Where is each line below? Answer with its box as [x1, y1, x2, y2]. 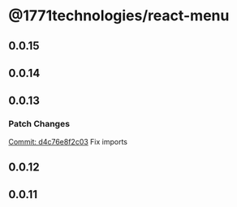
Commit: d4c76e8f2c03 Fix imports [8, 136, 128, 146]
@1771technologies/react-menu [8, 6, 230, 25]
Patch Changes [8, 119, 71, 130]
